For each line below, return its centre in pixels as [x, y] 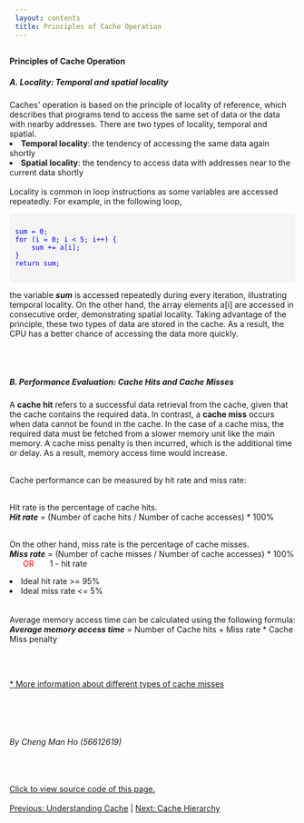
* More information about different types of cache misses [117, 684]
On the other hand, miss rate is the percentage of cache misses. [129, 544]
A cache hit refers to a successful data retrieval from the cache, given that [149, 405]
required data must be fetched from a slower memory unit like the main [142, 434]
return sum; [38, 263]
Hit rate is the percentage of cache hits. [83, 508]
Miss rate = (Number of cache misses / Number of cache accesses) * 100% [152, 554]
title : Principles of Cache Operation [88, 26]
